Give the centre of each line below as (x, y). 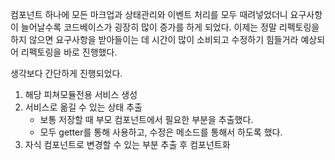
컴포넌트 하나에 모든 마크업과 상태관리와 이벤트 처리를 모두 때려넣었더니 (149, 14)
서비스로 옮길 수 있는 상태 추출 (83, 107)
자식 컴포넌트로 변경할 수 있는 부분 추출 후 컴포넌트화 (127, 144)
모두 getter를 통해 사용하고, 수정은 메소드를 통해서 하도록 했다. (161, 132)
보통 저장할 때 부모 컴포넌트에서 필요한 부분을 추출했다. (146, 119)
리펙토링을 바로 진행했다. (69, 52)
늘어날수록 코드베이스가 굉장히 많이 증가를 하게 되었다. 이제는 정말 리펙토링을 (170, 27)
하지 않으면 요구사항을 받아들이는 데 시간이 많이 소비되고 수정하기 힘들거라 (154, 39)
